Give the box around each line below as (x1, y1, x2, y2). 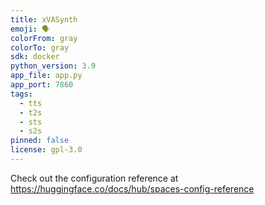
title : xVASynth (10, 14, 78, 25)
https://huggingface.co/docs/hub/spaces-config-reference (10, 182, 255, 195)
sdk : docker (10, 52, 60, 62)
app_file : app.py (10, 71, 83, 81)
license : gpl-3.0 (10, 145, 83, 155)
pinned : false (10, 136, 70, 146)
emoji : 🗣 (10, 24, 50, 34)
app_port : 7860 (10, 80, 74, 90)
